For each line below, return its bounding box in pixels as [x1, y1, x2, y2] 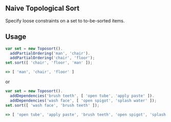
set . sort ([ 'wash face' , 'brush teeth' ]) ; [5, 103, 100, 108]
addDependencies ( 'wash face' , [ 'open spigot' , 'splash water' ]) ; [10, 98, 157, 103]
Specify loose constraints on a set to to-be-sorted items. [5, 17, 125, 23]
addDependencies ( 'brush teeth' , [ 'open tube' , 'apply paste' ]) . [10, 93, 155, 99]
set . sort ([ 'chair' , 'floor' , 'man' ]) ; [5, 60, 93, 65]
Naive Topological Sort [5, 4, 80, 13]
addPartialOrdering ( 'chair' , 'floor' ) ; [10, 56, 95, 61]
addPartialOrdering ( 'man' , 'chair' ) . [10, 51, 91, 56]
